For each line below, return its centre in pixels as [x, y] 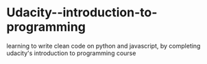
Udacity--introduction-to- [82, 13]
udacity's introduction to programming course [71, 53]
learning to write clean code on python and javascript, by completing [103, 46]
